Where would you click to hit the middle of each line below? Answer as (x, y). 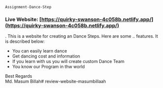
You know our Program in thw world (48, 67)
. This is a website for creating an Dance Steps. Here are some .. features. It (81, 36)
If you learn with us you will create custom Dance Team (68, 61)
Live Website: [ (23, 19)
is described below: (25, 41)
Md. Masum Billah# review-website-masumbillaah (56, 82)
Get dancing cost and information (46, 56)
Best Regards (19, 76)
